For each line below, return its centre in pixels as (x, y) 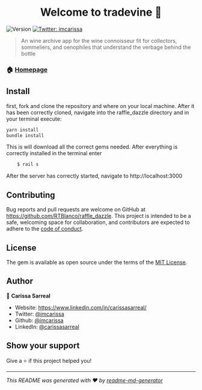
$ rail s (28, 165)
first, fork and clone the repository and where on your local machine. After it (100, 106)
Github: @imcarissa (39, 320)
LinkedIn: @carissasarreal (47, 327)
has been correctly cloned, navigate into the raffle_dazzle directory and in (98, 112)
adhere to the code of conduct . (45, 229)
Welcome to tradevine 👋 (101, 12)
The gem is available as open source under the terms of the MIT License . (97, 262)
